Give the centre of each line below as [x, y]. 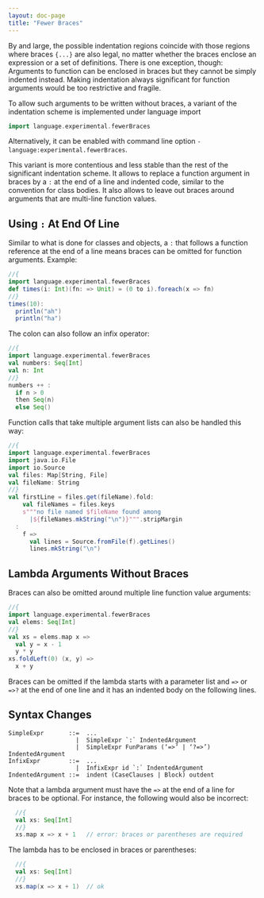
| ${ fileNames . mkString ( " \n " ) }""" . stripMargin [105, 519]
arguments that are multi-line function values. [82, 198]
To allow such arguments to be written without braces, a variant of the [123, 103]
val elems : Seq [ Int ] [42, 622]
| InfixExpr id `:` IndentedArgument [140, 768]
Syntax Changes [50, 715]
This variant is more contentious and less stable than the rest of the [118, 165]
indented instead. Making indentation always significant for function [119, 79]
